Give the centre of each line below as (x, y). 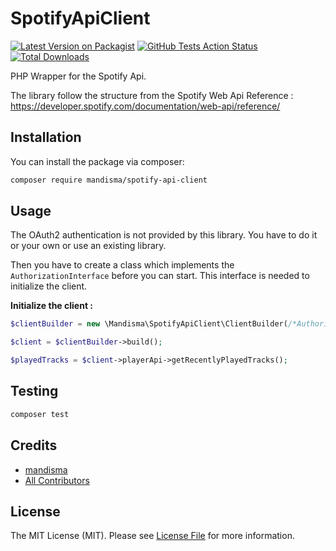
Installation (46, 137)
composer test (40, 414)
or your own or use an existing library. (88, 246)
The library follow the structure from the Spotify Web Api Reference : (152, 95)
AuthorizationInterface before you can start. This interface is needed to (160, 276)
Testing (34, 391)
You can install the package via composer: (97, 161)
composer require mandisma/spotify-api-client (109, 180)
